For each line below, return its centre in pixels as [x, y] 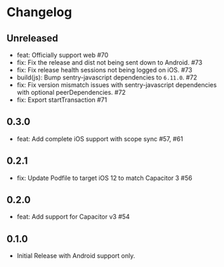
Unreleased [33, 38]
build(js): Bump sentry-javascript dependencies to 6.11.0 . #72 [107, 77]
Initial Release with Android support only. [76, 256]
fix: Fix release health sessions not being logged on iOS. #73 [104, 70]
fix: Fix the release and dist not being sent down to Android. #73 [110, 63]
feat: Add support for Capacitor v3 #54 [73, 217]
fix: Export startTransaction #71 [62, 100]
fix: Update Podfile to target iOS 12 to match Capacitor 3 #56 [104, 178]
